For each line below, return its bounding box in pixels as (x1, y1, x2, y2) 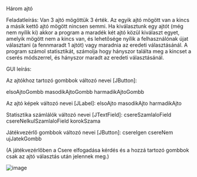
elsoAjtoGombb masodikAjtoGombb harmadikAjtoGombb (6, 88, 145, 95)
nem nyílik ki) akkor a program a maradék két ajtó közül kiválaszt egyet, (6, 29, 180, 36)
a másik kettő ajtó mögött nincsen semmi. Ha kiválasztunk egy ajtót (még (6, 23, 184, 29)
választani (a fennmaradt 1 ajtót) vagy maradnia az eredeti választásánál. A (6, 41, 188, 48)
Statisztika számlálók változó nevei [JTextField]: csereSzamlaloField (6, 112, 172, 118)
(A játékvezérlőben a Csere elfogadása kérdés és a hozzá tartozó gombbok (6, 147, 189, 153)
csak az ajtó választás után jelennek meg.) (6, 153, 109, 160)
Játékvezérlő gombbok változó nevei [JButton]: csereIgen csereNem (6, 129, 173, 136)
